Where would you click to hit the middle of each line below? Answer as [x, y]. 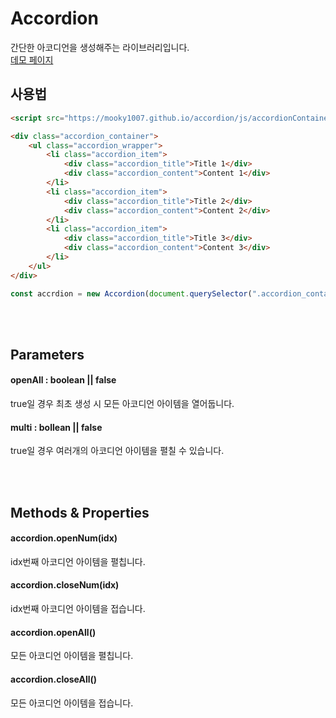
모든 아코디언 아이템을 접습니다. [72, 703]
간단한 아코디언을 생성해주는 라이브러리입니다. [100, 47]
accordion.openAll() [53, 632]
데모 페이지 [32, 59]
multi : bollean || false [56, 427]
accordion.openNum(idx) [64, 538]
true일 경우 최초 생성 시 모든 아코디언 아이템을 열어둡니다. [122, 404]
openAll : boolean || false [63, 380]
